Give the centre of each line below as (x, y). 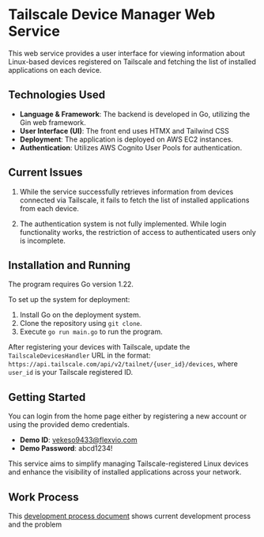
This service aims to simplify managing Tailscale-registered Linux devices (128, 463)
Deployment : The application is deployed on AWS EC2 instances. (126, 139)
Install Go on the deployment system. (80, 315)
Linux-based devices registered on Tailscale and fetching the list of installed (132, 62)
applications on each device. (55, 70)
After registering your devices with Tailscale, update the (99, 347)
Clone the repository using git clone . (81, 323)
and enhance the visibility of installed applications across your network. (125, 472)
